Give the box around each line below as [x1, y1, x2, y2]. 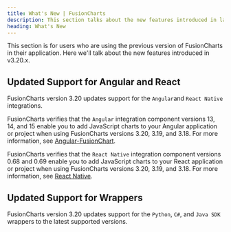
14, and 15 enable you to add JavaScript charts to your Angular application [7, 122, 218, 130]
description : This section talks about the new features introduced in [7, 16, 217, 23]
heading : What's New [7, 23, 67, 30]
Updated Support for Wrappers [7, 192, 143, 203]
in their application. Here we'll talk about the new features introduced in [7, 49, 210, 57]
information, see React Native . [7, 172, 93, 181]
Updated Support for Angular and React [7, 76, 181, 88]
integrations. [7, 102, 43, 110]
